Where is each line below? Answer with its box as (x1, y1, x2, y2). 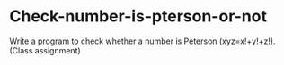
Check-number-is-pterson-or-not (9, 6, 268, 27)
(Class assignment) (9, 45, 81, 55)
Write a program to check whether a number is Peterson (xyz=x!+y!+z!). (9, 36, 276, 46)
